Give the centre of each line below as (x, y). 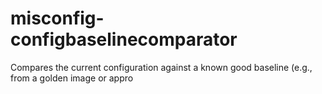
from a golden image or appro (72, 78)
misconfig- (57, 18)
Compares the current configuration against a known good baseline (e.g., (161, 67)
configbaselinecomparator (124, 39)
